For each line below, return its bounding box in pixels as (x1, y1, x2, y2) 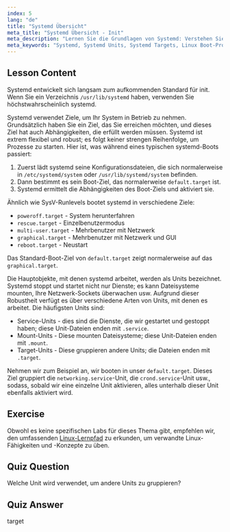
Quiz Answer (7, 498, 64, 511)
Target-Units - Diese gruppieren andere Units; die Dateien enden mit (16, 346, 210, 354)
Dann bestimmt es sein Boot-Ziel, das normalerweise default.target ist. (16, 178, 221, 186)
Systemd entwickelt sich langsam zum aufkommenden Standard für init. (7, 85, 210, 93)
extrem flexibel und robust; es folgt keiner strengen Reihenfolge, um (7, 135, 199, 143)
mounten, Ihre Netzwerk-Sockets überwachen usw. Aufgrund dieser (7, 289, 200, 297)
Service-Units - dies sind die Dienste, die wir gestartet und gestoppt (16, 317, 210, 325)
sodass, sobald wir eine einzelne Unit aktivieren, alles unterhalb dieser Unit (7, 381, 219, 389)
